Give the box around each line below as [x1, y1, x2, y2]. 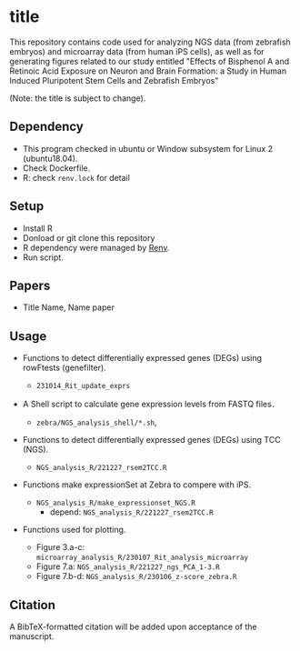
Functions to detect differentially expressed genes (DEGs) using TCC [22, 435, 281, 446]
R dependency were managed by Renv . [22, 242, 170, 253]
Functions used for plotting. [22, 525, 126, 536]
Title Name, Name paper [22, 302, 115, 313]
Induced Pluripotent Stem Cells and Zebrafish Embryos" [9, 75, 219, 85]
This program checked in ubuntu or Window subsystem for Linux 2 [22, 143, 274, 154]
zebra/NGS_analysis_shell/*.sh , [35, 416, 157, 428]
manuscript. [9, 631, 55, 642]
